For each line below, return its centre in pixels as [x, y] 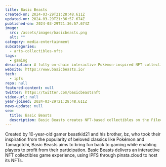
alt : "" [18, 38]
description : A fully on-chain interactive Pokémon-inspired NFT [74, 65]
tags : [11, 56]
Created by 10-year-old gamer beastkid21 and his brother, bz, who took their [83, 134]
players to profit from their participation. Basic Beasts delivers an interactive [83, 150]
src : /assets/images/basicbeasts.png [48, 33]
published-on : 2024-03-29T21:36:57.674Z [47, 23]
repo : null [16, 83]
